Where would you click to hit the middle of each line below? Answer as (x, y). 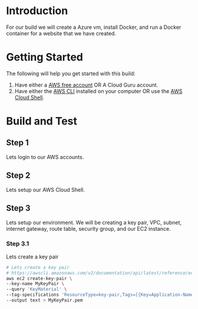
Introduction (37, 11)
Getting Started (45, 57)
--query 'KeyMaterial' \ (37, 290)
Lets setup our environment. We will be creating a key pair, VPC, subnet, (94, 222)
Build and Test (42, 121)
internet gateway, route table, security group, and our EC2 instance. (88, 228)
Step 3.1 (18, 244)
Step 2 (18, 176)
